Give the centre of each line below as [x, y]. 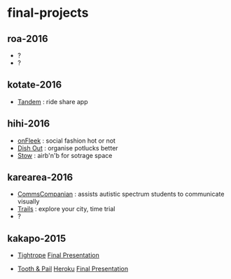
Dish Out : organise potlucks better [68, 148]
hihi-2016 [29, 124]
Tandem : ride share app [53, 101]
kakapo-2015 [37, 238]
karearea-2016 [40, 177]
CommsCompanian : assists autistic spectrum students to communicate [121, 194]
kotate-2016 [35, 85]
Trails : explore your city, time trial [66, 209]
